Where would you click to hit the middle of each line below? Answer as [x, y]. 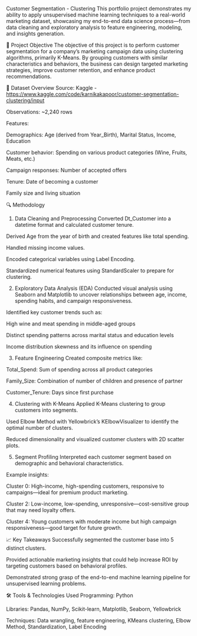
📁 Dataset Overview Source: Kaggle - [52, 88]
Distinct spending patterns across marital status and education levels [90, 335]
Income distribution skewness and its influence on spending [79, 347]
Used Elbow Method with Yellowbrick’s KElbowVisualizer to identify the [92, 421]
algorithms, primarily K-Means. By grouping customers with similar [87, 58]
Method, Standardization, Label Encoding [56, 627]
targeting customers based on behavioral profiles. [67, 566]
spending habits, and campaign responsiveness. [73, 301]
